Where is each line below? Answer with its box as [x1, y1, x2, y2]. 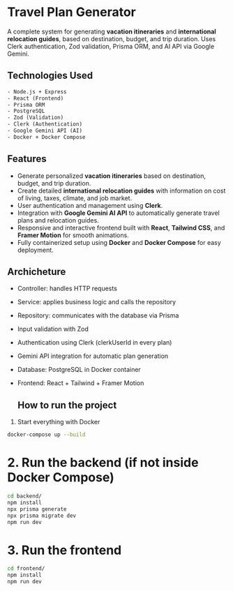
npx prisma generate [7, 505, 68, 513]
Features [7, 153, 47, 165]
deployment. [17, 246, 54, 254]
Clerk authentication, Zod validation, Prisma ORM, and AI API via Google [7, 42, 215, 50]
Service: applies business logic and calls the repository [17, 298, 176, 306]
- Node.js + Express [7, 88, 68, 95]
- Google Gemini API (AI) [7, 127, 82, 134]
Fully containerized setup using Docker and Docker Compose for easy [17, 238, 221, 246]
